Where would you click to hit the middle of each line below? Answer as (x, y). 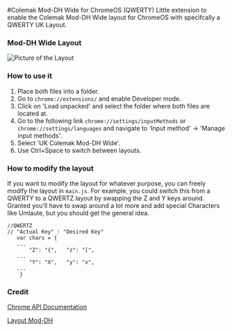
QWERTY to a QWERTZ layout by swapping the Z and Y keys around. (106, 198)
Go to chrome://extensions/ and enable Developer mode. (99, 98)
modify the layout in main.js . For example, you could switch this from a (109, 191)
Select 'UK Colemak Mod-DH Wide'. (69, 143)
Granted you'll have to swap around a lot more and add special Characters (114, 205)
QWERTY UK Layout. (37, 25)
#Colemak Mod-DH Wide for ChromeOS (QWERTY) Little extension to (107, 10)
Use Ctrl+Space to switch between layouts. (79, 150)
